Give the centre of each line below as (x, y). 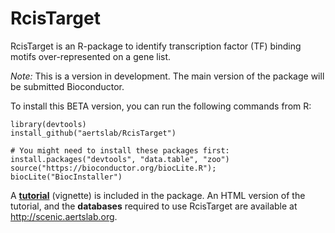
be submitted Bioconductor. (67, 86)
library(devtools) (48, 124)
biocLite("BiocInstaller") (66, 177)
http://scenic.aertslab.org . (64, 216)
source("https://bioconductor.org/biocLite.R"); (113, 168)
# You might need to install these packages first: (120, 150)
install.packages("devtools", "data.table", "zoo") (120, 159)
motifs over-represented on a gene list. (91, 56)
